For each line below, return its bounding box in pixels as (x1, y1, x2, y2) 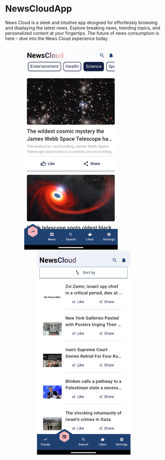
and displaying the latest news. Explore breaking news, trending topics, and (5, 24, 161, 30)
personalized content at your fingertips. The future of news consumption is (5, 30, 160, 36)
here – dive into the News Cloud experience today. (5, 35, 109, 41)
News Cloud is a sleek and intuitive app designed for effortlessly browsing (5, 19, 158, 25)
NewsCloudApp (5, 3, 72, 14)
